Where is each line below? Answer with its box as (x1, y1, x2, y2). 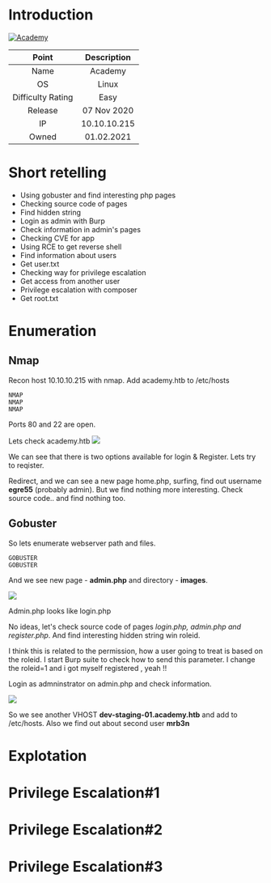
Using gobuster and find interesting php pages (19, 190, 176, 200)
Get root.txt (19, 293, 59, 303)
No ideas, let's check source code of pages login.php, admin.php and (8, 622, 241, 631)
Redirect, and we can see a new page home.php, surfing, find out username (8, 476, 262, 486)
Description (84, 51, 131, 62)
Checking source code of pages (19, 198, 128, 208)
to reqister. (8, 460, 44, 470)
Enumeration (8, 322, 97, 341)
